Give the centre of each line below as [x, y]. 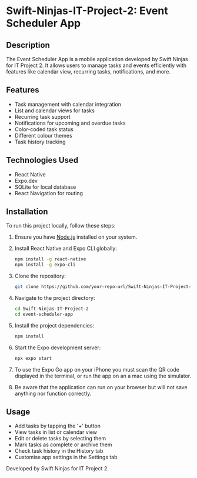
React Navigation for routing [49, 193]
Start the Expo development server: [58, 347]
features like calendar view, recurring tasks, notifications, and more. [88, 71]
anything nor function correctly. [53, 393]
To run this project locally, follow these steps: [61, 226]
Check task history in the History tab [59, 451]
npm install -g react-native [50, 259]
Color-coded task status [44, 129]
